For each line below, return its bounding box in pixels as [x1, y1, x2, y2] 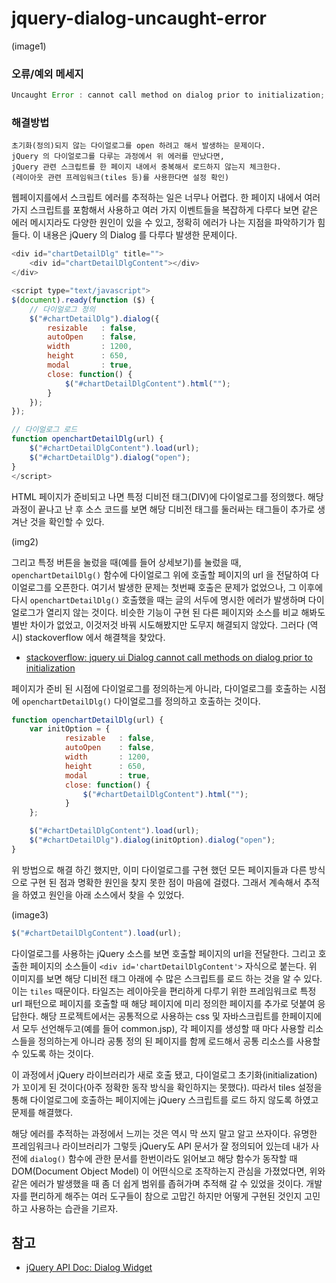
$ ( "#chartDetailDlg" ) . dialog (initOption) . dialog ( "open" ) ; [29, 835, 276, 846]
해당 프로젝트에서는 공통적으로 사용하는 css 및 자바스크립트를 [40, 1010, 279, 1022]
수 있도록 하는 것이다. [11, 1047, 94, 1059]
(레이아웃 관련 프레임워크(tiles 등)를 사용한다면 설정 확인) [11, 173, 230, 183]
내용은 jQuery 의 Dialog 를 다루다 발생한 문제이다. [42, 229, 238, 241]
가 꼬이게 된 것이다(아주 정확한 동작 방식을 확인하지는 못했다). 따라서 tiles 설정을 [11, 1081, 323, 1093]
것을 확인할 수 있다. [29, 515, 105, 527]
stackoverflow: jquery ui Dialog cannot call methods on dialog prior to [25, 651, 313, 663]
